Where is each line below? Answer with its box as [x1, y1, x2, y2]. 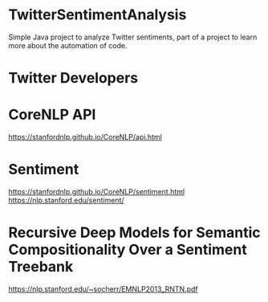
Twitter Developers [8, 69, 139, 88]
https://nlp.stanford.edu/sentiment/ [8, 195, 124, 205]
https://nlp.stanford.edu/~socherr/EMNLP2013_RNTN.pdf [8, 284, 198, 294]
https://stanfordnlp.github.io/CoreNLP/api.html [8, 133, 162, 142]
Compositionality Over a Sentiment [8, 241, 247, 259]
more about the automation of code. [8, 40, 128, 50]
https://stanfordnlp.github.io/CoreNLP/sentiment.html [8, 187, 185, 196]
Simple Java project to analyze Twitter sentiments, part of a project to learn [8, 32, 258, 42]
